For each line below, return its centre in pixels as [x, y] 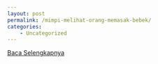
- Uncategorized [44, 33]
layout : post [26, 14]
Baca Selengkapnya [36, 53]
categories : [24, 26]
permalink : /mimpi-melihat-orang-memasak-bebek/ [79, 20]
